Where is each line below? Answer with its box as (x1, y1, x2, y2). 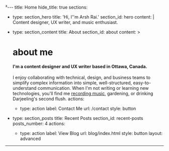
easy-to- (133, 80, 151, 86)
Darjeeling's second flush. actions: (12, 96, 84, 102)
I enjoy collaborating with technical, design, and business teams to (12, 75, 151, 81)
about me (12, 47, 53, 58)
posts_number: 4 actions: (12, 120, 65, 127)
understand (12, 85, 37, 91)
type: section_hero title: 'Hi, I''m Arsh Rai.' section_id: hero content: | (12, 14, 154, 20)
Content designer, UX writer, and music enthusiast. (12, 20, 118, 25)
